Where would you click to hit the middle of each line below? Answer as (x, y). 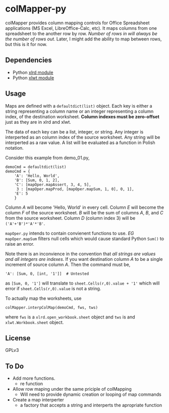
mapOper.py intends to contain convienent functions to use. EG (70, 233)
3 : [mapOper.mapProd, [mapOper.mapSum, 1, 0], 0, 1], (75, 189)
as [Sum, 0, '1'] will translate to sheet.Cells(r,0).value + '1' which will (82, 283)
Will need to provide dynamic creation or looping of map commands (91, 394)
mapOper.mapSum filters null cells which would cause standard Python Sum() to (85, 239)
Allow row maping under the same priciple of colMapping (72, 389)
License (18, 338)
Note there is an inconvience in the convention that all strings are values (80, 254)
